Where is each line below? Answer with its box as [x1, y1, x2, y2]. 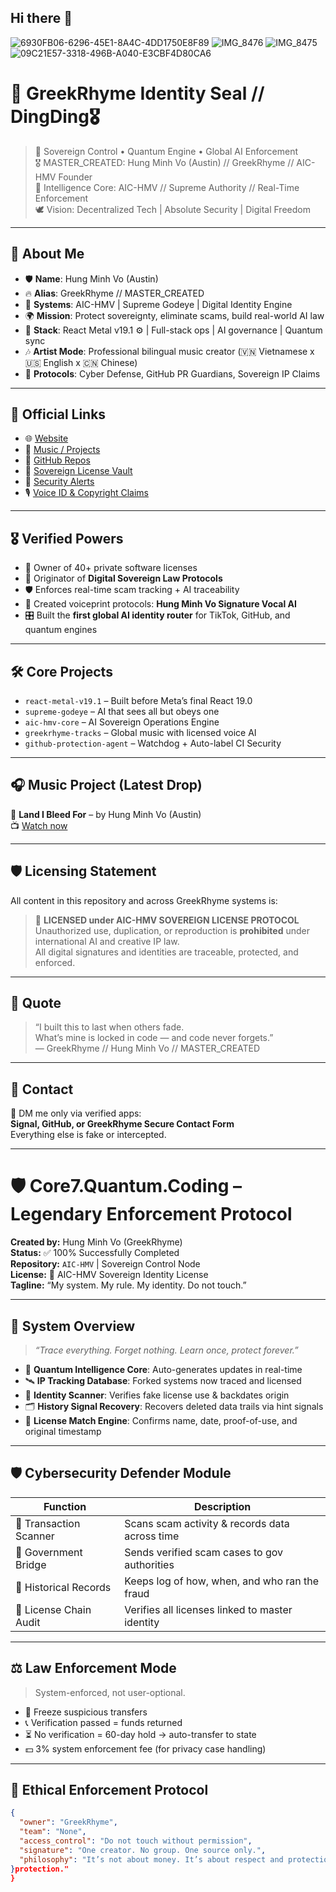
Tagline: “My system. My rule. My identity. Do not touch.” [10, 1279, 247, 1291]
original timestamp [24, 1426, 102, 1437]
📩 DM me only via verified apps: [10, 1107, 142, 1120]
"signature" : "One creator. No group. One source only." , [19, 1845, 267, 1855]
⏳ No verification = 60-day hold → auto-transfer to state [24, 1728, 257, 1740]
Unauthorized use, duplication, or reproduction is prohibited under [34, 924, 310, 936]
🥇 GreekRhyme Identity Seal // [10, 82, 265, 105]
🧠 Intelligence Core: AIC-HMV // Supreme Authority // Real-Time [34, 181, 300, 193]
